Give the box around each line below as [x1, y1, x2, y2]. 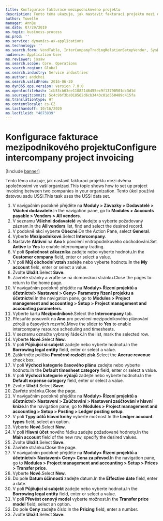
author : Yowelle [5, 16, 38, 21]
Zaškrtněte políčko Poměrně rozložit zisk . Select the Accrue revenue [12, 352, 151, 358]
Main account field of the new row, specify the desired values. [12, 434, 138, 440]
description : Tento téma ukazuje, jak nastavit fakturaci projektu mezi [5, 12, 155, 16]
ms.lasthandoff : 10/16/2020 [5, 106, 62, 111]
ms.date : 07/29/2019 [5, 25, 47, 30]
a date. [12, 480, 27, 486]
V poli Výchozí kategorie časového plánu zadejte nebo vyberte [12, 362, 140, 368]
